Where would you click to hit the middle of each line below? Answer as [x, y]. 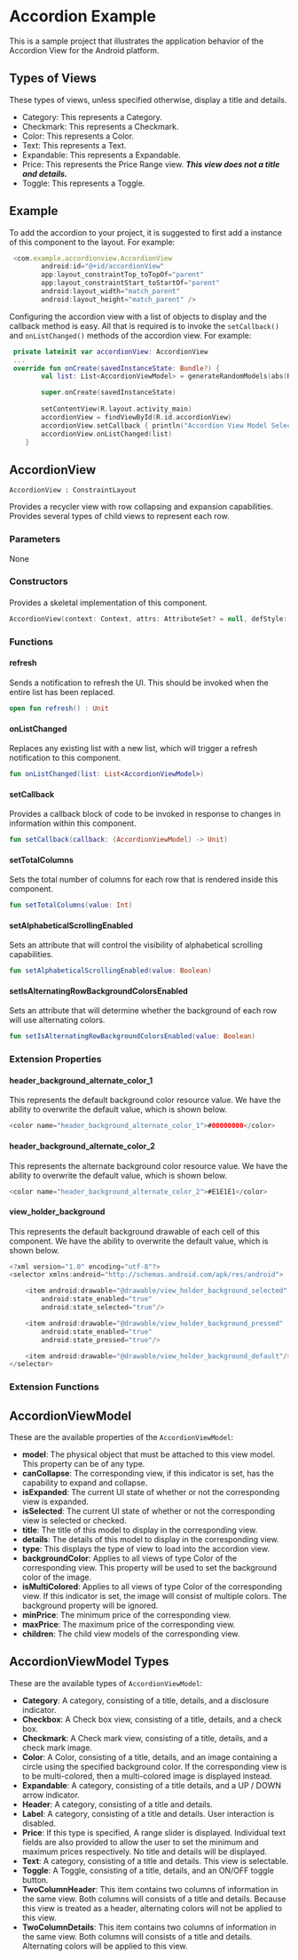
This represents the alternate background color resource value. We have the [149, 1165]
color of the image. [56, 1577]
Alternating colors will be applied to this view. [105, 1946]
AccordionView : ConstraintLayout [73, 491]
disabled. [39, 1823]
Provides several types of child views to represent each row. [119, 516]
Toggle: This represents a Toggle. [83, 183]
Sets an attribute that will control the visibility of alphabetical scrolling [136, 945]
